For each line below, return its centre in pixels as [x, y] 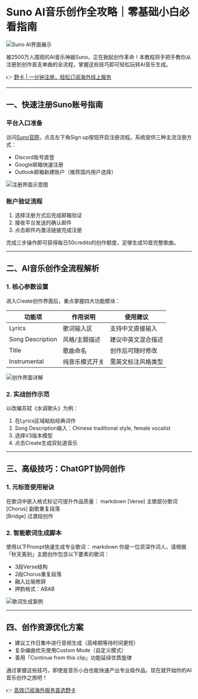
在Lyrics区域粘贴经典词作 [45, 420]
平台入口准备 [24, 123]
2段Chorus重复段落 [38, 574]
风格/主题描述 [82, 339]
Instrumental [27, 361]
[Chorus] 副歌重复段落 [33, 509]
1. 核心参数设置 [27, 287]
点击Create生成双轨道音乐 [46, 443]
